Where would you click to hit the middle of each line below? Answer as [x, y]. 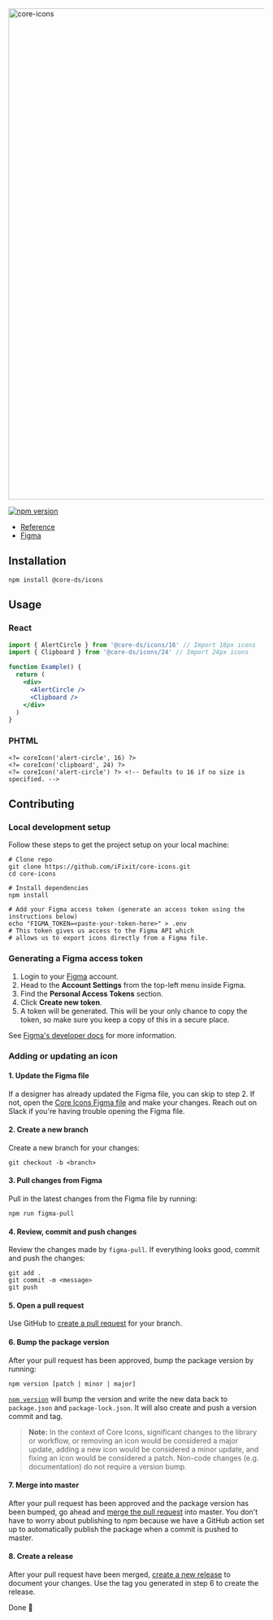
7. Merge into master [44, 1485]
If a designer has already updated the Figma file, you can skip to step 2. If [132, 1094]
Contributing [41, 803]
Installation [37, 561]
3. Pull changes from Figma [56, 1181]
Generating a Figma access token [76, 958]
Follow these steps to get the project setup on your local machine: [119, 845]
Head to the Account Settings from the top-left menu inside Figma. [133, 985]
